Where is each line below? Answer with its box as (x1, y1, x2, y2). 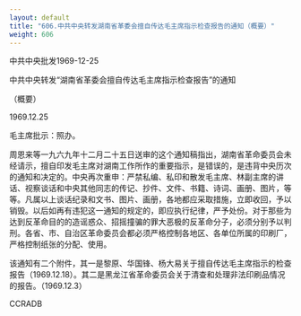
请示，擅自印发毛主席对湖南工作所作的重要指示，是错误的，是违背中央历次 (16, 161, 292, 171)
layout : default (9, 13, 70, 22)
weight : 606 (9, 30, 54, 39)
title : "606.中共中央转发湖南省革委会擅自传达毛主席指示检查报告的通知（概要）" (9, 22, 275, 31)
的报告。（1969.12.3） (9, 280, 87, 292)
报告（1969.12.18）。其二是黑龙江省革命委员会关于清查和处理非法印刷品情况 (9, 269, 286, 280)
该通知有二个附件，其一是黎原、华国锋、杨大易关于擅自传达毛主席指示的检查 (9, 258, 292, 269)
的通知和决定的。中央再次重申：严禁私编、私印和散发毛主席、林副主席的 (9, 171, 276, 182)
